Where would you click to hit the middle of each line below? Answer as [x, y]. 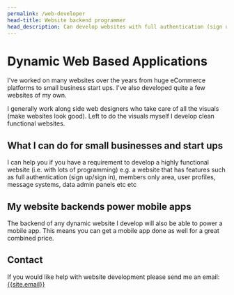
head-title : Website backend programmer [67, 20]
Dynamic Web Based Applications [107, 61]
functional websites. [36, 123]
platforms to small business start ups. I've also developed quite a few [106, 88]
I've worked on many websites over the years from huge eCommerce [107, 80]
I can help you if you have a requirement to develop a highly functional [108, 162]
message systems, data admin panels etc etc [72, 185]
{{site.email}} [26, 284]
